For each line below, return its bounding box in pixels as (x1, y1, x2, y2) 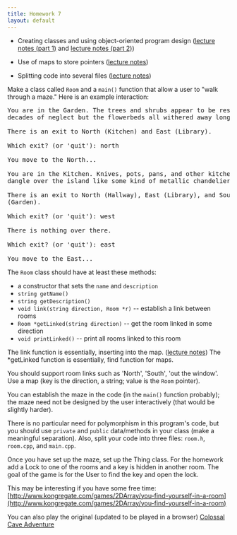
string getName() (17, 290, 69, 298)
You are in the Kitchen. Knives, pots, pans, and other (7, 170, 205, 177)
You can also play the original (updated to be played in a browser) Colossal (7, 512, 225, 521)
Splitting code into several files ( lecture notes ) (17, 71, 152, 80)
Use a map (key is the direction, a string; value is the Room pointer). (7, 376, 200, 385)
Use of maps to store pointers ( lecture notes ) (17, 57, 149, 66)
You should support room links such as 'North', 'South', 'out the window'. (7, 369, 219, 377)
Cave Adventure (7, 520, 54, 529)
